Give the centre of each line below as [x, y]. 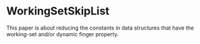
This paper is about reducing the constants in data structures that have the [100, 28]
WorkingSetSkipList [58, 11]
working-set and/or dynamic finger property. [62, 34]
